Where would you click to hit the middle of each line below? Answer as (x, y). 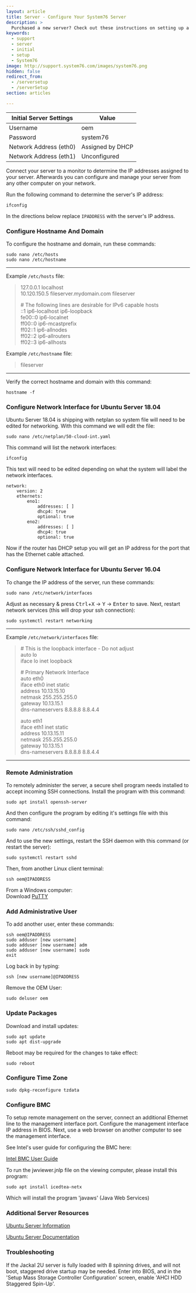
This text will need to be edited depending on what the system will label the (97, 469)
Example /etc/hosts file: (35, 276)
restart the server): (29, 847)
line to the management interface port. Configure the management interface (97, 1124)
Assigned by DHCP (108, 147)
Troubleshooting (30, 1252)
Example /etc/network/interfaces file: (52, 637)
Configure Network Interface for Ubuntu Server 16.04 (83, 570)
